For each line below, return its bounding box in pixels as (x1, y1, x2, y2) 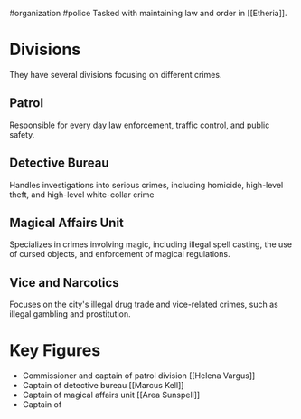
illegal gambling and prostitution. (9, 309, 131, 319)
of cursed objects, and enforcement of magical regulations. (9, 249, 230, 260)
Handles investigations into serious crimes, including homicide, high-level (9, 179, 284, 190)
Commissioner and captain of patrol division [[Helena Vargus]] (22, 370, 256, 381)
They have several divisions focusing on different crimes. (9, 69, 222, 80)
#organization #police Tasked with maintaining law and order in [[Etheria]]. (9, 8, 287, 18)
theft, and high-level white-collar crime (9, 189, 155, 200)
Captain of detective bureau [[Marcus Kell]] (22, 380, 184, 391)
